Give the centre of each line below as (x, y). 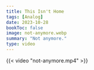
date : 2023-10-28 (27, 22)
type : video (21, 44)
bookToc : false (25, 28)
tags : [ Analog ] (25, 17)
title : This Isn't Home (35, 11)
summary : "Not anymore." (36, 38)
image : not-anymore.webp (36, 33)
